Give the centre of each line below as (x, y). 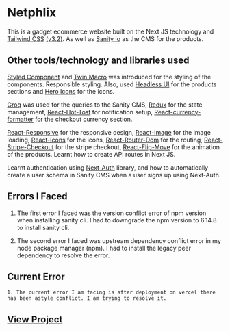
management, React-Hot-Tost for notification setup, (80, 112)
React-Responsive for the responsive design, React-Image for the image (109, 132)
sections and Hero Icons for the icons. (61, 91)
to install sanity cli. (43, 227)
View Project (35, 319)
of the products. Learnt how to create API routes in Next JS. (91, 154)
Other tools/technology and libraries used (98, 61)
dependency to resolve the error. (63, 255)
